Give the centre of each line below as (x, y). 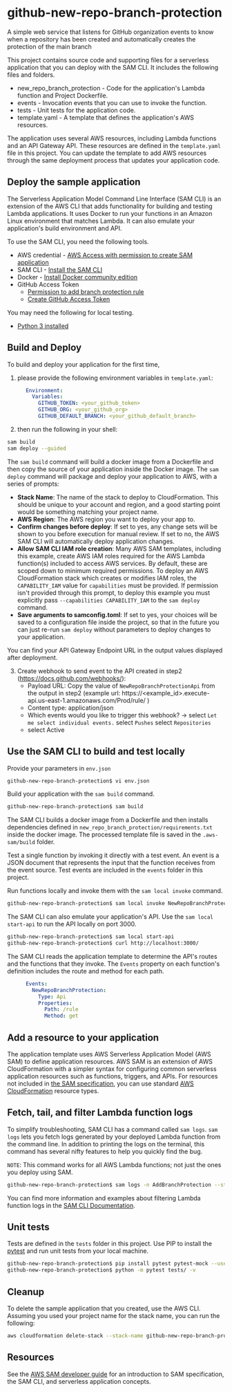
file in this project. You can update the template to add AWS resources (107, 153)
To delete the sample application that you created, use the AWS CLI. (104, 1308)
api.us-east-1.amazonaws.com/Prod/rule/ (87, 700)
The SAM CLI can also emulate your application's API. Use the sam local (110, 917)
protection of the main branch (49, 46)
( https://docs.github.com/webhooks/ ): (71, 678)
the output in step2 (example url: (74, 693)
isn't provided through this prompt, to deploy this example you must (114, 592)
